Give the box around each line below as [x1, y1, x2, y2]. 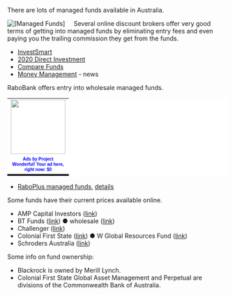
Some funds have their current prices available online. [7, 195, 163, 204]
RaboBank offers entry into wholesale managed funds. [7, 84, 164, 91]
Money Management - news [17, 70, 99, 78]
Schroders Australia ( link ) [17, 239, 91, 247]
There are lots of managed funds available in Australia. [7, 6, 165, 14]
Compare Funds [17, 63, 64, 70]
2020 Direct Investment [17, 55, 86, 63]
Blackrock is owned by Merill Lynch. [17, 266, 121, 274]
